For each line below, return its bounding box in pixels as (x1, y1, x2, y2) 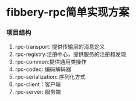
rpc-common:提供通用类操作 (15, 58, 86, 66)
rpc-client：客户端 (15, 81, 62, 88)
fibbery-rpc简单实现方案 (6, 5, 130, 19)
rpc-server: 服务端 (15, 88, 62, 96)
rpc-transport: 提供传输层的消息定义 (15, 43, 105, 50)
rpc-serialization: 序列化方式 (15, 73, 86, 81)
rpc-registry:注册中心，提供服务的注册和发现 (15, 50, 126, 58)
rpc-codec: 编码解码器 (15, 66, 71, 73)
